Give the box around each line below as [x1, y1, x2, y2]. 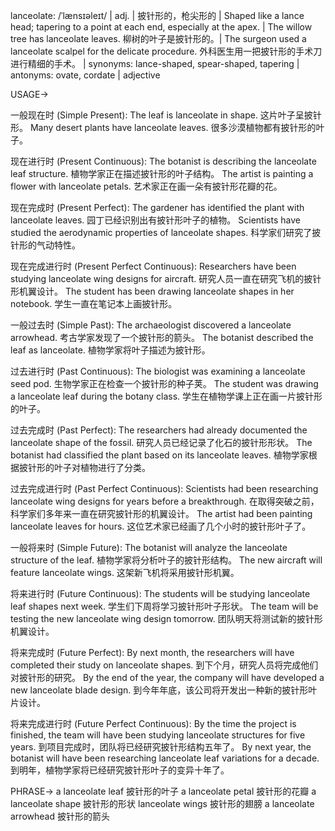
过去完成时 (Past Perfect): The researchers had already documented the [10, 424, 308, 436]
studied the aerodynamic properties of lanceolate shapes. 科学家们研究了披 [10, 227, 322, 238]
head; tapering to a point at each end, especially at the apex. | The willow [10, 21, 313, 33]
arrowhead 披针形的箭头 [10, 810, 110, 822]
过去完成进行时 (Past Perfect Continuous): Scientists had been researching [10, 483, 319, 494]
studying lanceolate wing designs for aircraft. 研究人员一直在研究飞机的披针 [10, 273, 322, 284]
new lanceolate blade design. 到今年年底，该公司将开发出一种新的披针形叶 [10, 684, 318, 696]
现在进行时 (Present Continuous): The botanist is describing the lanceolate [10, 155, 317, 167]
